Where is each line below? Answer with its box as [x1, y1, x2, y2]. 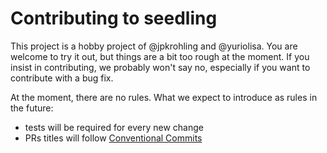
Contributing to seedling [10, 7, 218, 30]
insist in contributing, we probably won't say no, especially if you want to [10, 61, 311, 73]
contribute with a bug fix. [10, 72, 114, 84]
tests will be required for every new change [24, 121, 204, 133]
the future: [10, 102, 54, 114]
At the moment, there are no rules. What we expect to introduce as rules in [10, 91, 318, 103]
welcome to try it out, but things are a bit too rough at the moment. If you [10, 50, 310, 62]
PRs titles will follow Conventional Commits [24, 132, 203, 144]
